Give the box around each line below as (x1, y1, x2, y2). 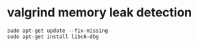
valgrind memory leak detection (7, 5, 193, 20)
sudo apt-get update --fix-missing (7, 27, 109, 34)
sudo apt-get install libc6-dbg (7, 33, 99, 40)
